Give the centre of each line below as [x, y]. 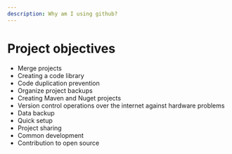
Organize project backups [55, 90]
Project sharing [39, 128]
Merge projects [39, 68]
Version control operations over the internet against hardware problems [121, 105]
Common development [51, 135]
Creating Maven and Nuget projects [69, 98]
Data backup [36, 113]
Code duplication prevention [59, 83]
